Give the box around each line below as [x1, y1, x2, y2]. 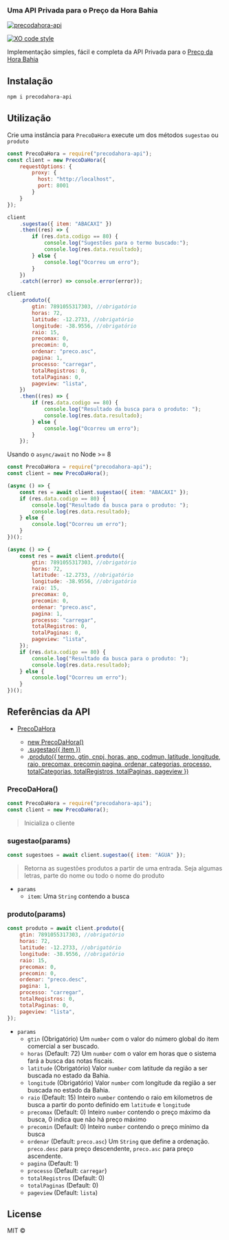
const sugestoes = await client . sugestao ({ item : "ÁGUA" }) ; [7, 852, 186, 859]
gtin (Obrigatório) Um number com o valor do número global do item [27, 1035, 219, 1043]
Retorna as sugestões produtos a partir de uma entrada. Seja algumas [23, 864, 223, 873]
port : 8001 [37, 182, 69, 190]
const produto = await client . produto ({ [7, 925, 125, 932]
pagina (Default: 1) [27, 1159, 79, 1167]
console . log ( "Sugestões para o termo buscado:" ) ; [43, 240, 189, 247]
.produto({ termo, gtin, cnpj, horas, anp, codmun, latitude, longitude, [27, 752, 221, 760]
